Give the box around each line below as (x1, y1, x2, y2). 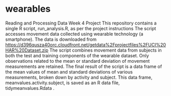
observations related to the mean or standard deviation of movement (5, 58, 150, 64)
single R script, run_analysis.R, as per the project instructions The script (5, 25, 157, 31)
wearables (5, 3, 51, 15)
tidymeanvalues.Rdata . (5, 85, 55, 91)
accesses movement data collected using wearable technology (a (5, 31, 144, 37)
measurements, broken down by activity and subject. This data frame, (5, 74, 153, 80)
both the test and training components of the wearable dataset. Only (5, 52, 149, 59)
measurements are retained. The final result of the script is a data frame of (5, 63, 162, 69)
